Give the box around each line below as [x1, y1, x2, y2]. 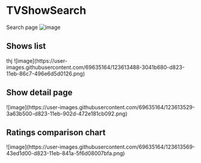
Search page [6, 24, 38, 31]
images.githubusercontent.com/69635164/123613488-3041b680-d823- [6, 63, 185, 71]
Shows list [6, 41, 46, 51]
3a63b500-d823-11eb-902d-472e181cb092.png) [6, 110, 128, 117]
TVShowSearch [6, 4, 87, 18]
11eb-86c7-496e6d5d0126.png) [6, 70, 85, 77]
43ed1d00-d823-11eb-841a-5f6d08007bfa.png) [6, 150, 125, 157]
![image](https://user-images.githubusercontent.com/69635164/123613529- [6, 103, 196, 110]
